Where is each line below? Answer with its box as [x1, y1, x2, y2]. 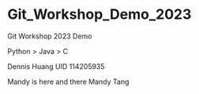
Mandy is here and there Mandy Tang [7, 77, 130, 86]
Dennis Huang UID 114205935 [7, 61, 105, 71]
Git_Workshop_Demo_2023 [7, 5, 192, 23]
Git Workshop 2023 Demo [7, 31, 92, 41]
